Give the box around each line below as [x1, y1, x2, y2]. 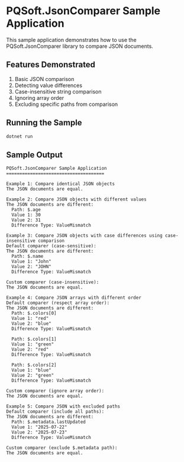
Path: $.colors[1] [11, 336, 57, 343]
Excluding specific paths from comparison [14, 101, 118, 108]
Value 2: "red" [11, 347, 49, 353]
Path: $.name [11, 253, 44, 260]
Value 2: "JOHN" [11, 264, 51, 270]
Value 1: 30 [11, 212, 41, 218]
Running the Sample [6, 118, 82, 128]
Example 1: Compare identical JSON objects [6, 181, 115, 187]
